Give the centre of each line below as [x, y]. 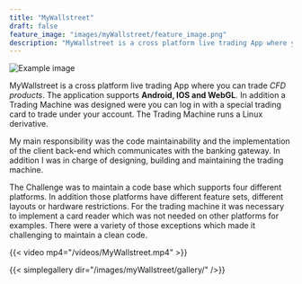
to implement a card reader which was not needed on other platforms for [144, 216]
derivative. [29, 124]
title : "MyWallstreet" [52, 18]
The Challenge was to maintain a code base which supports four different [145, 187]
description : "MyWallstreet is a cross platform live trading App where [148, 43]
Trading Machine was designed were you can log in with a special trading [145, 105]
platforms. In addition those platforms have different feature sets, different [147, 197]
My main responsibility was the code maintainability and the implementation [150, 141]
